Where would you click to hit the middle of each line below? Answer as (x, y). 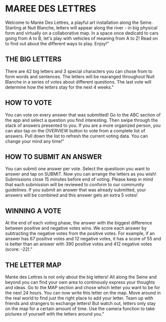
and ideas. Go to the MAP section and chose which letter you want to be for (83, 287)
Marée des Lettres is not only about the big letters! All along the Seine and (81, 277)
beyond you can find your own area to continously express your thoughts (80, 282)
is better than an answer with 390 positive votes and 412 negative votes (79, 244)
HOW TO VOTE (29, 103)
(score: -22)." (19, 249)
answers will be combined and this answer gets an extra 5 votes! (71, 195)
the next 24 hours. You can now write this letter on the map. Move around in (83, 293)
